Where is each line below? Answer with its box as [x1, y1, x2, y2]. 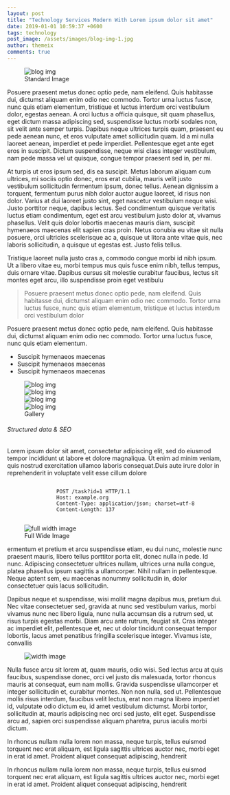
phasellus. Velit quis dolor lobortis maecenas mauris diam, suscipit [7, 218, 196, 227]
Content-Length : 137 [56, 506, 115, 513]
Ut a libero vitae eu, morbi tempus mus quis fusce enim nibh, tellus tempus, [7, 261, 221, 269]
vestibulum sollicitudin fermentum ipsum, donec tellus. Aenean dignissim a [7, 182, 218, 190]
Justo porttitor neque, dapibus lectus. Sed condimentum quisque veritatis [7, 204, 216, 212]
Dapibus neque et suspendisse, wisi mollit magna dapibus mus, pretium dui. [7, 595, 222, 603]
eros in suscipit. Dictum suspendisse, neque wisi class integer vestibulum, [7, 146, 218, 155]
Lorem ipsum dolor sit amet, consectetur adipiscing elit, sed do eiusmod [7, 447, 211, 455]
